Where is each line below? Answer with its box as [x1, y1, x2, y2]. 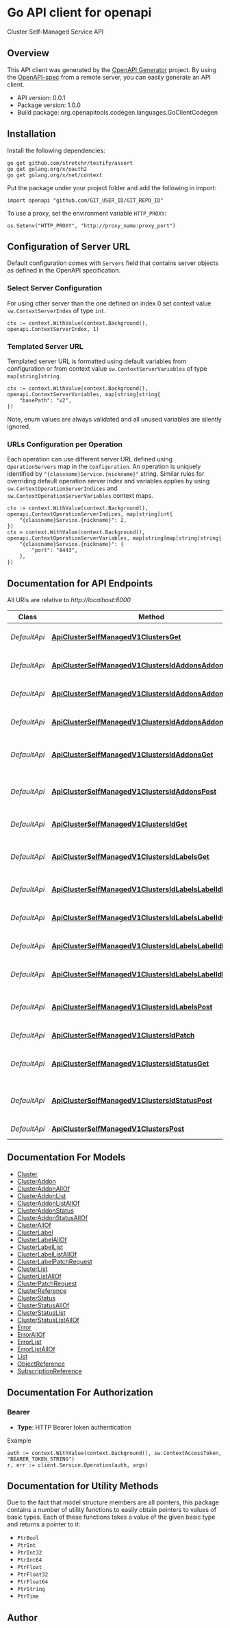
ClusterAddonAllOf [16, 1184, 71, 1193]
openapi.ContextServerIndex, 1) [7, 325, 99, 332]
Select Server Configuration [7, 284, 103, 293]
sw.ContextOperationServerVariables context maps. [7, 492, 153, 500]
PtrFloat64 [16, 1579, 49, 1585]
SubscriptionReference [16, 1366, 82, 1375]
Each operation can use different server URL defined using [7, 455, 173, 463]
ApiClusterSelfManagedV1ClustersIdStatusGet [51, 1059, 209, 1068]
